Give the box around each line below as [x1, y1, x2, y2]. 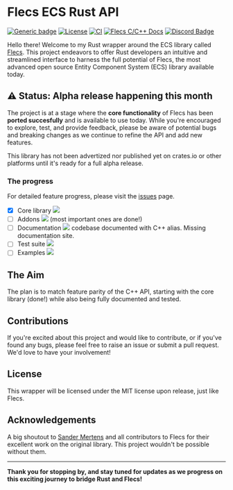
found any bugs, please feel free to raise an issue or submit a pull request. [7, 341, 220, 349]
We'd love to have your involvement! [7, 348, 111, 356]
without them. [7, 447, 47, 455]
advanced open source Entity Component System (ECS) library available [7, 62, 214, 71]
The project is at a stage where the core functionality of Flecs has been [7, 108, 214, 117]
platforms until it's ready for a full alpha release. [7, 159, 144, 167]
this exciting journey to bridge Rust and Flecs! [7, 475, 142, 483]
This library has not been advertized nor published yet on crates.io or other [7, 151, 222, 160]
